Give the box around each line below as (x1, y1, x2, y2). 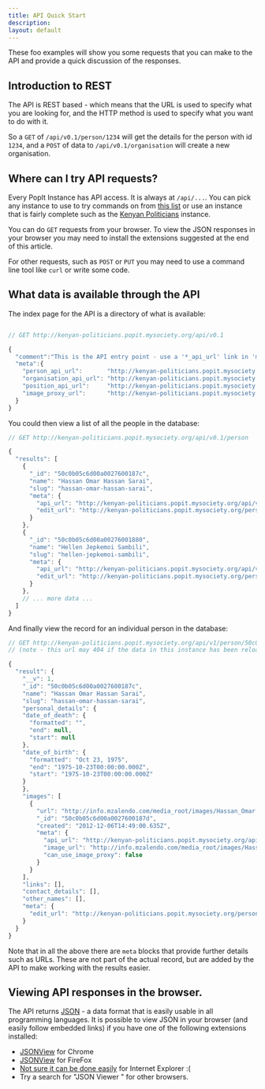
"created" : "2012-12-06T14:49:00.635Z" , (36, 821, 171, 829)
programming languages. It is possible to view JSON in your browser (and (8, 1015, 248, 1024)
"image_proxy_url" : (22, 389, 87, 397)
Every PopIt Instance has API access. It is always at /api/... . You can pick (8, 193, 251, 202)
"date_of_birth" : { (22, 748, 87, 756)
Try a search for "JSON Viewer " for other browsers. (19, 1072, 189, 1082)
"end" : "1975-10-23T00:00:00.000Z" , (28, 763, 150, 771)
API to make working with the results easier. (8, 963, 151, 972)
